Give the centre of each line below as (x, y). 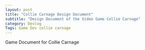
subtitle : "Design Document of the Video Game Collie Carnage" (73, 19)
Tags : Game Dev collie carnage (38, 28)
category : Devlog (23, 24)
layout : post (19, 10)
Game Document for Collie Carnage (42, 42)
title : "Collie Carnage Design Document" (49, 14)
